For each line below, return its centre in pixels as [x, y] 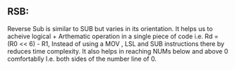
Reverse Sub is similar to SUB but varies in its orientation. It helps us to [110, 28]
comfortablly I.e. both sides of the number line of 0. [82, 59]
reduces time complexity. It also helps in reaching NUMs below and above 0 [118, 51]
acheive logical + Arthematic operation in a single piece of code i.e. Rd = [113, 36]
